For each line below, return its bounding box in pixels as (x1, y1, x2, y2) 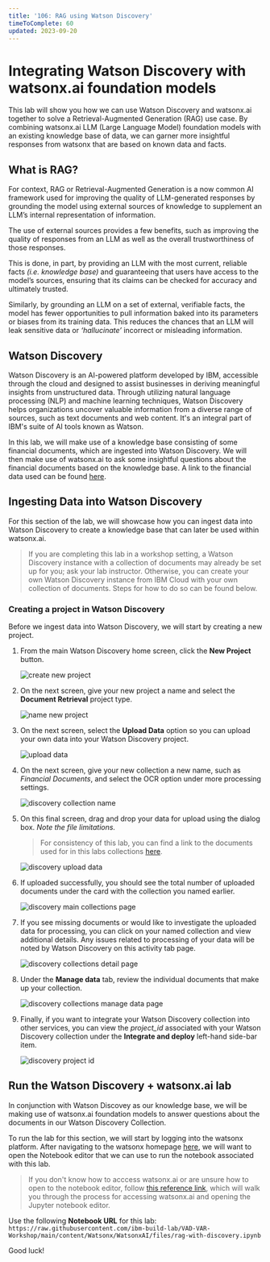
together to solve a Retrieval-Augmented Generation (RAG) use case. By (8, 114, 248, 123)
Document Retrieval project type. (19, 694, 133, 704)
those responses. (8, 243, 66, 252)
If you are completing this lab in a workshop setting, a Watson (27, 549, 234, 559)
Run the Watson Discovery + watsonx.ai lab (8, 1079, 232, 1093)
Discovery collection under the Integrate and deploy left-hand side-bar (19, 1031, 258, 1041)
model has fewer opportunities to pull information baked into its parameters (8, 308, 259, 319)
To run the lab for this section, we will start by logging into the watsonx (8, 1133, 243, 1143)
